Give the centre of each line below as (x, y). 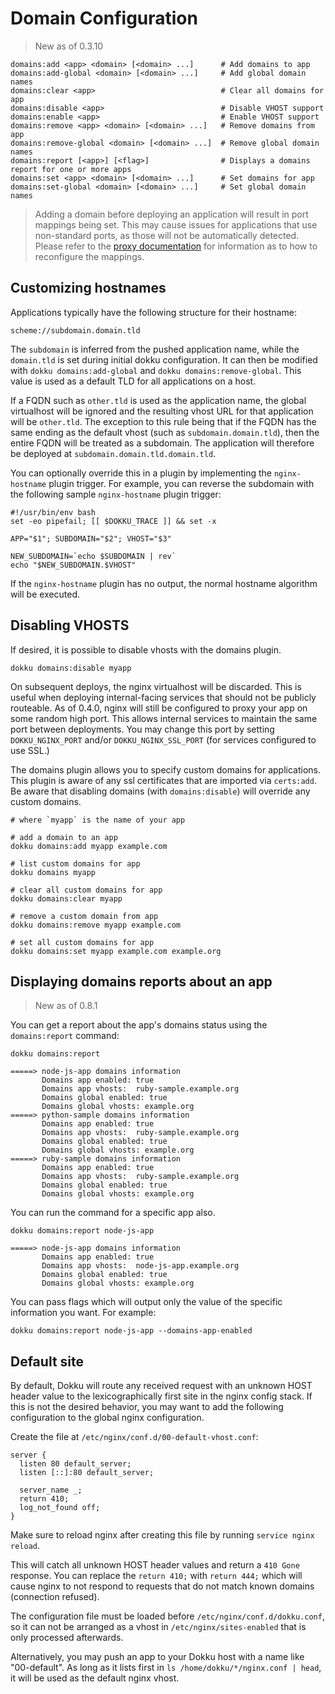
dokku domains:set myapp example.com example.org (116, 951)
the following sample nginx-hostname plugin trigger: (116, 494)
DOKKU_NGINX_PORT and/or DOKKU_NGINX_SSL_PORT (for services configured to (163, 739)
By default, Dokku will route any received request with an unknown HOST (161, 1386)
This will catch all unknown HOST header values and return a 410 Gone (155, 1565)
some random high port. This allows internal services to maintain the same (164, 718)
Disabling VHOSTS (70, 625)
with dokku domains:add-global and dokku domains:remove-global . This (156, 370)
